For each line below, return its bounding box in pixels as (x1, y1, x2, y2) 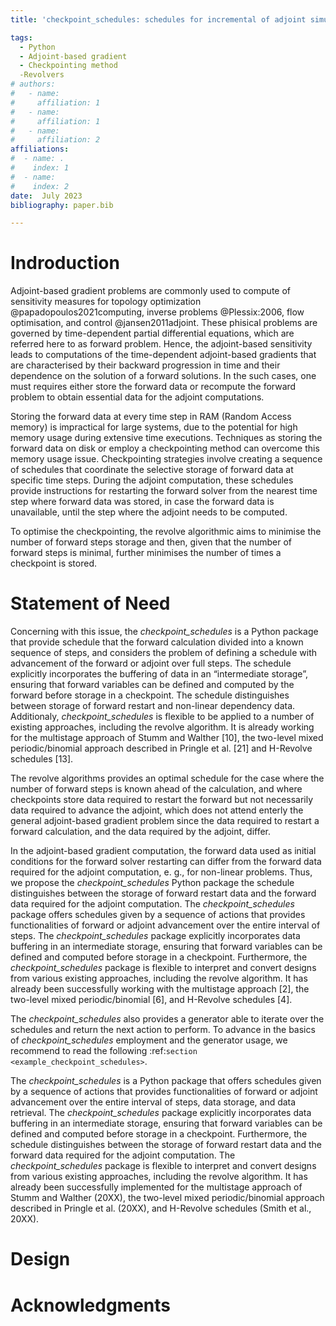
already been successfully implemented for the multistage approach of (10, 1181, 303, 1193)
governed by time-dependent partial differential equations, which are (10, 327, 295, 340)
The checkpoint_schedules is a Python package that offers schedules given (10, 1075, 322, 1087)
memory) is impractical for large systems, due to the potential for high (10, 421, 298, 433)
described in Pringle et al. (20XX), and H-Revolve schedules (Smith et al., (10, 1202, 312, 1215)
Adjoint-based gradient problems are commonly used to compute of (10, 285, 291, 297)
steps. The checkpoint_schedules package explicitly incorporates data (10, 930, 301, 942)
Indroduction (10, 252, 120, 275)
